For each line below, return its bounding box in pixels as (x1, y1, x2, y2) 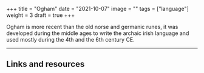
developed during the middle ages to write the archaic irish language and (6, 30, 189, 37)
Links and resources (6, 59, 85, 69)
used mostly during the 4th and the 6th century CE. (6, 36, 135, 43)
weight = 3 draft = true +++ (6, 11, 75, 19)
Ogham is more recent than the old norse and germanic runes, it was (6, 24, 178, 30)
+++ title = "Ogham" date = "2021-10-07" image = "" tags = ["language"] (6, 5, 189, 12)
